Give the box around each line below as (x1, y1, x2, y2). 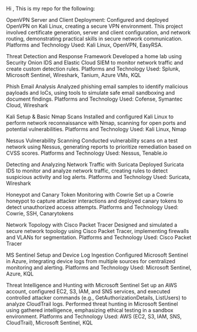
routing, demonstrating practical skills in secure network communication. (6, 35, 183, 42)
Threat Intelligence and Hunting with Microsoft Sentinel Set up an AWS (6, 282, 178, 288)
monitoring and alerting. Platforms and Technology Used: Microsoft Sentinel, (6, 264, 192, 271)
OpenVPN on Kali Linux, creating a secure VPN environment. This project (6, 23, 183, 29)
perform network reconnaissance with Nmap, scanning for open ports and (6, 119, 186, 126)
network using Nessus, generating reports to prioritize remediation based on (6, 144, 192, 150)
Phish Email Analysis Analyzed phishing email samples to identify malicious (6, 83, 188, 90)
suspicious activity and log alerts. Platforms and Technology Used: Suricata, (6, 174, 191, 180)
